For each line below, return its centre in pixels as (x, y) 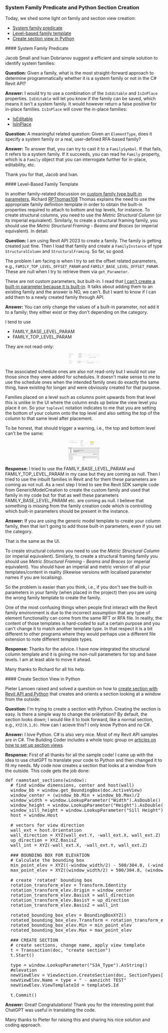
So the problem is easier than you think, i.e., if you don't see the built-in (79, 587)
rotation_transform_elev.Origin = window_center (71, 890)
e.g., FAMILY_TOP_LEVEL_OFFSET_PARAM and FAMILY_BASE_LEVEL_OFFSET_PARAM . (82, 266)
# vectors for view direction (47, 825)
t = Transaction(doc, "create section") (60, 950)
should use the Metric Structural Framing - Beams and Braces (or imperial (82, 226)
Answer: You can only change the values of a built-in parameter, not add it (82, 307)
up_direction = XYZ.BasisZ (43, 840)
